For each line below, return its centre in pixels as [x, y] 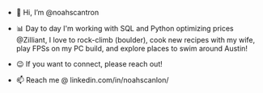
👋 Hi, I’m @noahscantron [57, 12]
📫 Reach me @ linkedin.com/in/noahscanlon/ [92, 80]
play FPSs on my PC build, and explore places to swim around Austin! [132, 49]
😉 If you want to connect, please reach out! [89, 64]
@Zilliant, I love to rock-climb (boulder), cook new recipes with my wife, [136, 40]
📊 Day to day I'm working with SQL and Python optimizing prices [125, 28]
